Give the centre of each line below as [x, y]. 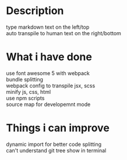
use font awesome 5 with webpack [48, 73]
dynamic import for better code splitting [54, 144]
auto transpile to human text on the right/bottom [63, 33]
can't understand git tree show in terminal [56, 150]
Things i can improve [58, 128]
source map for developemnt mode [48, 104]
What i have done [49, 57]
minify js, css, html [29, 91]
